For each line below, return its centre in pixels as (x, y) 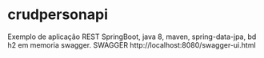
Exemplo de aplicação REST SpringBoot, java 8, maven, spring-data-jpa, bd (132, 37)
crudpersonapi (58, 15)
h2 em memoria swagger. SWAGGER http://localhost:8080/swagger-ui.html (132, 44)
